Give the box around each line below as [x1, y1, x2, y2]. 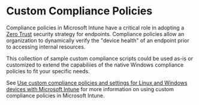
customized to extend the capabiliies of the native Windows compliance [6, 61, 184, 68]
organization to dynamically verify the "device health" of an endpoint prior [6, 37, 190, 44]
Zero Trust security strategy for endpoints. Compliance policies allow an [6, 30, 185, 37]
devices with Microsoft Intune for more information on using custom [6, 85, 174, 92]
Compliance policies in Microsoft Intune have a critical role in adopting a [6, 24, 185, 31]
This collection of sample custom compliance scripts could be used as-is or [6, 55, 194, 62]
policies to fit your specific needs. [6, 67, 90, 74]
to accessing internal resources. [6, 43, 86, 50]
